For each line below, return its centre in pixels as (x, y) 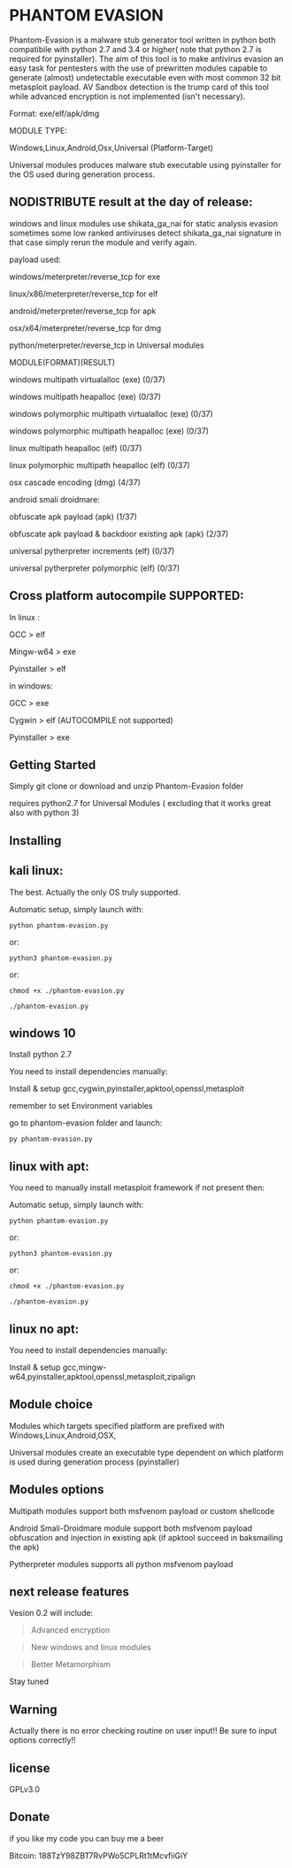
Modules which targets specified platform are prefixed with (117, 1426)
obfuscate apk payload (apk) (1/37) (73, 516)
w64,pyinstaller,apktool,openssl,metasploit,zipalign (103, 1377)
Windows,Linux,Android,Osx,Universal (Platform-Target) (111, 148)
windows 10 (43, 1033)
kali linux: (36, 871)
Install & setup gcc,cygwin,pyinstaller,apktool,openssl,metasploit (127, 1088)
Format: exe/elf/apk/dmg (54, 113)
